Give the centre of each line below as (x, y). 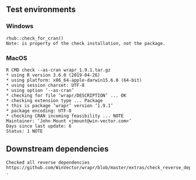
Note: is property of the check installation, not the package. (86, 43)
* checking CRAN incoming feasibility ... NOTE (65, 116)
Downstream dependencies (57, 149)
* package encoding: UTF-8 (39, 111)
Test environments (41, 10)
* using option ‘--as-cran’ (40, 90)
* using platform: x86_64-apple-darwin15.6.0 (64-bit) (74, 80)
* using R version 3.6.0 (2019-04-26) (53, 75)
